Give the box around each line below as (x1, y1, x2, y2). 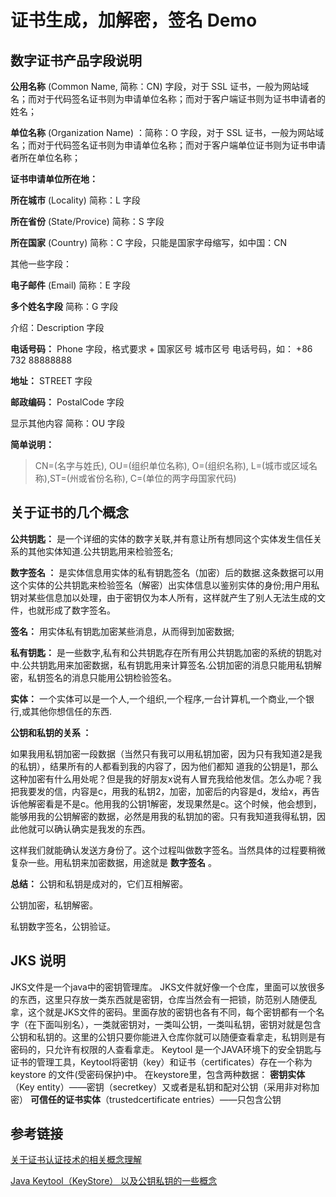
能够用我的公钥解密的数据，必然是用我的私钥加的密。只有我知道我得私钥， (10, 810, 317, 822)
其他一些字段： (10, 258, 72, 270)
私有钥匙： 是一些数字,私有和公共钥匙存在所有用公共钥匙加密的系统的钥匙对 (10, 646, 322, 658)
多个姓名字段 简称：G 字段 (10, 301, 119, 312)
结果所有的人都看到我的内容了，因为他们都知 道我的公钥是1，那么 (49, 760, 319, 772)
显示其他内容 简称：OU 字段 (10, 417, 125, 429)
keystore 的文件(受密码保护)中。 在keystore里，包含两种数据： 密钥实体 (10, 1068, 306, 1080)
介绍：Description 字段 (10, 322, 105, 333)
